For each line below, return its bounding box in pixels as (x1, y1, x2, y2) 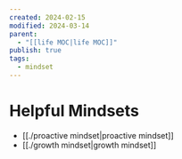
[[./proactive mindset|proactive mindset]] (21, 130, 174, 140)
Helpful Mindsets (9, 101, 140, 121)
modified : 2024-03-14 (9, 21, 90, 30)
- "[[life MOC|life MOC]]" (17, 37, 118, 47)
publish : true (9, 46, 62, 55)
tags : (9, 54, 29, 63)
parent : (9, 29, 38, 38)
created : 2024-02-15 (9, 12, 87, 22)
